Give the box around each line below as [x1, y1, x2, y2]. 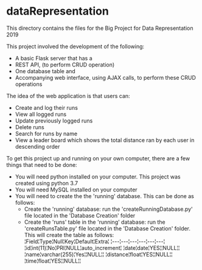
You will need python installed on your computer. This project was [15, 172, 181, 180]
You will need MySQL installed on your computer [15, 186, 138, 193]
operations [15, 80, 43, 88]
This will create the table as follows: [24, 231, 114, 238]
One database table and [15, 67, 76, 74]
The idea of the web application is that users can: [6, 92, 130, 99]
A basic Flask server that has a [15, 54, 92, 62]
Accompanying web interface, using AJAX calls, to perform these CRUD [15, 74, 197, 81]
